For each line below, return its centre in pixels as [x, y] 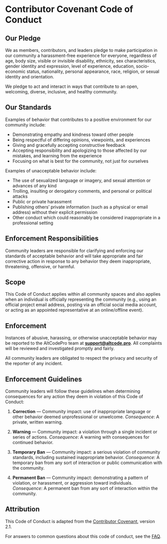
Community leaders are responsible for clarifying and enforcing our [74, 250]
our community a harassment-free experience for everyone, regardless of [81, 55]
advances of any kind [34, 185]
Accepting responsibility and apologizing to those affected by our [80, 150]
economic [15, 71]
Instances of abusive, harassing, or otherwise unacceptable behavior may [81, 338]
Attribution [22, 509]
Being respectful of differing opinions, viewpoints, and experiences [81, 140]
